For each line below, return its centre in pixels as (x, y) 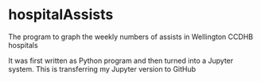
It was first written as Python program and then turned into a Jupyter (121, 61)
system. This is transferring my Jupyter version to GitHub (102, 68)
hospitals (23, 45)
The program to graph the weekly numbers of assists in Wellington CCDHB (130, 37)
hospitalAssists (61, 15)
